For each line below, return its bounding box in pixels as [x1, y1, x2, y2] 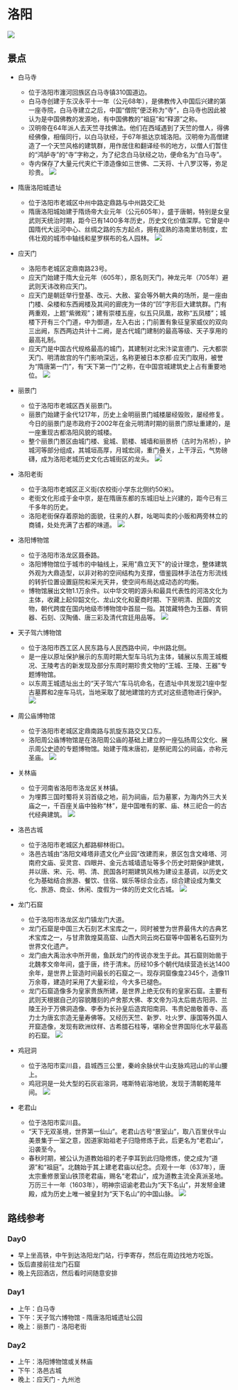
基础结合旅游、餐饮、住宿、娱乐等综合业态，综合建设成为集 [40, 876, 215, 884]
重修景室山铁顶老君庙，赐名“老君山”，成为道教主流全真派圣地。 [40, 1171, 227, 1180]
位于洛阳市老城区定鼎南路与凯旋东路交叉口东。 [28, 726, 166, 735]
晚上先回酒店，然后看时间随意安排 [17, 1269, 118, 1277]
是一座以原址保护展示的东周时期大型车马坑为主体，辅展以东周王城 [28, 652, 222, 661]
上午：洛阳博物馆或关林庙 [17, 1357, 93, 1366]
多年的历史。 [34, 503, 72, 511]
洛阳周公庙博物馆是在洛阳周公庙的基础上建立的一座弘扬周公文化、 [28, 735, 222, 744]
